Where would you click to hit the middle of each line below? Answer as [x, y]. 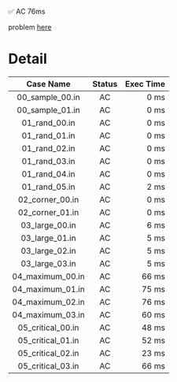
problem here [30, 27]
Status [105, 83]
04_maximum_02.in [48, 302]
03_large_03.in [48, 263]
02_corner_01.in [48, 212]
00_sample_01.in [48, 109]
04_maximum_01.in [48, 289]
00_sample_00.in [48, 97]
